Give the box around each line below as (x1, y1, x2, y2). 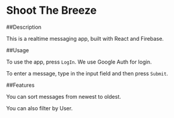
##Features (6, 81, 35, 89)
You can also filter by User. (6, 104, 73, 111)
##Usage (6, 46, 29, 54)
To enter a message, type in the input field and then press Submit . (6, 69, 169, 77)
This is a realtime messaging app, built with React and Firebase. (6, 35, 164, 42)
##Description (6, 23, 42, 31)
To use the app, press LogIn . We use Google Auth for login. (6, 58, 152, 65)
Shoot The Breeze (6, 4, 97, 17)
